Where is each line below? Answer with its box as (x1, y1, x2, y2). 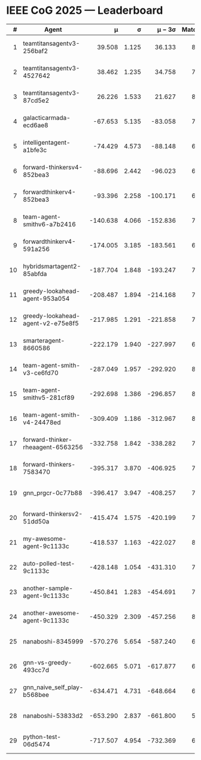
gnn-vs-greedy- (23, 658, 72, 666)
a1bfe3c (23, 145, 47, 154)
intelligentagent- (23, 138, 71, 146)
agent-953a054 (23, 294, 70, 303)
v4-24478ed (23, 418, 61, 426)
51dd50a (23, 517, 50, 525)
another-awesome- (23, 609, 80, 617)
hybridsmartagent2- (23, 262, 81, 270)
